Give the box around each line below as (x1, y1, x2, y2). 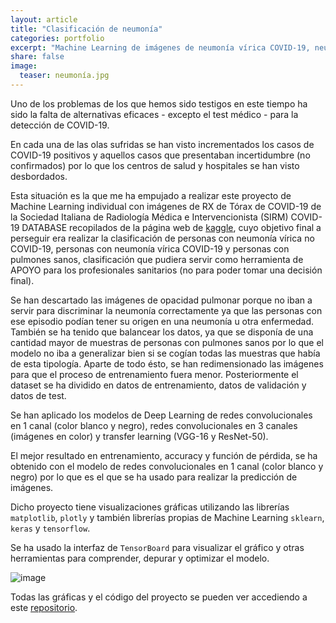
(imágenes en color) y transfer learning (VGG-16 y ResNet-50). (10, 430, 269, 442)
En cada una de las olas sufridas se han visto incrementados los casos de (10, 138, 315, 150)
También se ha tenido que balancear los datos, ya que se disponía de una (10, 326, 314, 338)
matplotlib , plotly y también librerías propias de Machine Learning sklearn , (10, 511, 325, 523)
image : (10, 61, 38, 71)
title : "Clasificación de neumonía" (10, 24, 163, 34)
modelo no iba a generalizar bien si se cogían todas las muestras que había (10, 347, 321, 359)
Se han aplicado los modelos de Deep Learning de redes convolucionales (10, 409, 313, 421)
